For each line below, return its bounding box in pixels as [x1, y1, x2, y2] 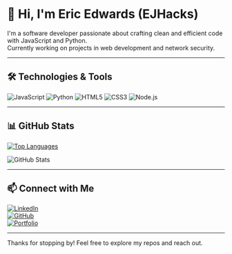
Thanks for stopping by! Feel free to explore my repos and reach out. [7, 239, 203, 247]
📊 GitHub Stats [7, 120, 75, 132]
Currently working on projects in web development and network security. [7, 43, 215, 52]
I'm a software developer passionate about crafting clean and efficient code [7, 29, 223, 37]
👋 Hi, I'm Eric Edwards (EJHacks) [7, 6, 199, 22]
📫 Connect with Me [7, 182, 95, 194]
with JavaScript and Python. [7, 36, 88, 44]
